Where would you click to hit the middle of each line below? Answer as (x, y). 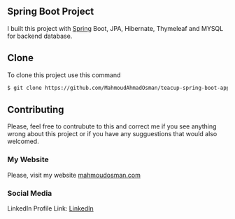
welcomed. (23, 141)
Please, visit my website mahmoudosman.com (74, 175)
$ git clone (24, 88)
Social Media (30, 193)
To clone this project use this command (64, 75)
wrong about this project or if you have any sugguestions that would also (112, 134)
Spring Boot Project (51, 12)
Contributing (36, 109)
